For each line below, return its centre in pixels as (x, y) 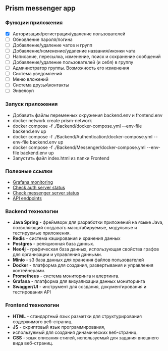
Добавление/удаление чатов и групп (52, 45)
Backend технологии (32, 211)
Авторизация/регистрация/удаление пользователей (69, 34)
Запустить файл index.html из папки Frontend (61, 158)
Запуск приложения (32, 104)
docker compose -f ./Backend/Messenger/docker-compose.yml (79, 147)
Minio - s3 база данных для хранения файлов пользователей (78, 260)
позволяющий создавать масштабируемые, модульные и (75, 228)
